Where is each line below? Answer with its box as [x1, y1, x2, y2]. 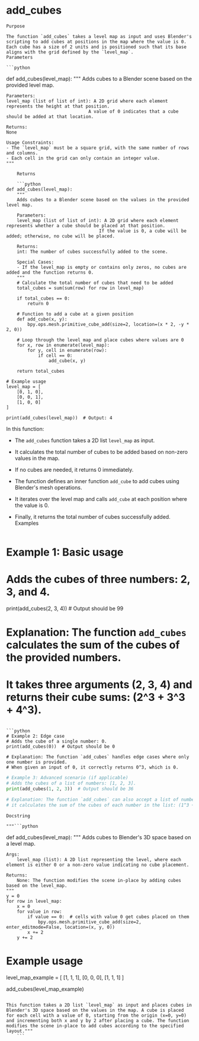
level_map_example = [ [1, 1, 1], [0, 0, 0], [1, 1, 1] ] [6, 974, 124, 981]
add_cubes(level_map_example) [6, 985, 84, 992]
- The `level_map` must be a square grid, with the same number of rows [6, 145, 190, 151]
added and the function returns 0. [6, 269, 94, 275]
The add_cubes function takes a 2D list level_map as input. [14, 437, 155, 444]
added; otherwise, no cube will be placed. [6, 233, 115, 239]
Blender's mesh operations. [14, 484, 82, 491]
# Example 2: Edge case [6, 734, 65, 740]
